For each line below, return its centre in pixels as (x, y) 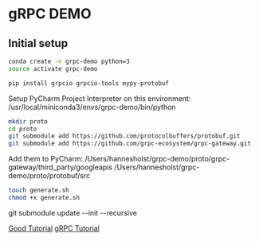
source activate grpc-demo (53, 68)
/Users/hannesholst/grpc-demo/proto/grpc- (157, 159)
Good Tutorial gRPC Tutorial (54, 228)
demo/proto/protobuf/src (49, 176)
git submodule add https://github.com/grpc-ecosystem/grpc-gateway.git (129, 144)
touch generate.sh (39, 190)
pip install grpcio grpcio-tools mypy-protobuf (89, 83)
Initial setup (38, 43)
